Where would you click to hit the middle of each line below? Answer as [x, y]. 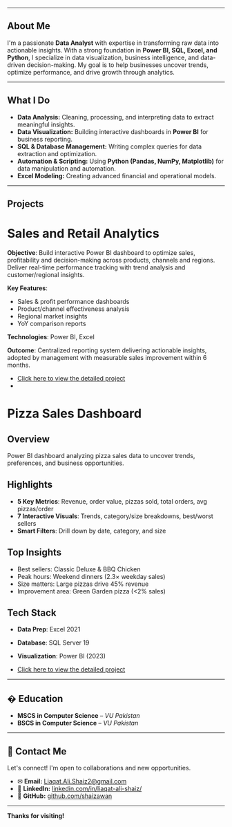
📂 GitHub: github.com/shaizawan [65, 796]
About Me [29, 26]
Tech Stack [32, 612]
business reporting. [45, 139]
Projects [26, 204]
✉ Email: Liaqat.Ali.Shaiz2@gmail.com [72, 781]
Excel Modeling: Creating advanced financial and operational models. [117, 175]
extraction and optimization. [57, 153]
